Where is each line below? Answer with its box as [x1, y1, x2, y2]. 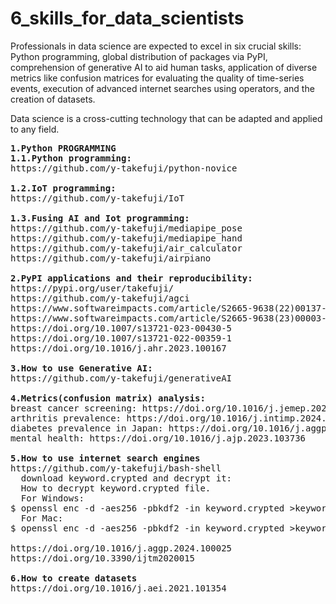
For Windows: [20, 492, 85, 504]
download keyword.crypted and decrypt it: [20, 472, 233, 484]
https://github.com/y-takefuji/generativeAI [10, 372, 233, 384]
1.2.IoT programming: [10, 182, 117, 194]
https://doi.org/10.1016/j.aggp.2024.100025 [10, 542, 233, 554]
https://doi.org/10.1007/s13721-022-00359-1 [10, 332, 233, 344]
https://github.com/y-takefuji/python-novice [10, 162, 238, 174]
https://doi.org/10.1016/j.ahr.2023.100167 [10, 342, 227, 354]
